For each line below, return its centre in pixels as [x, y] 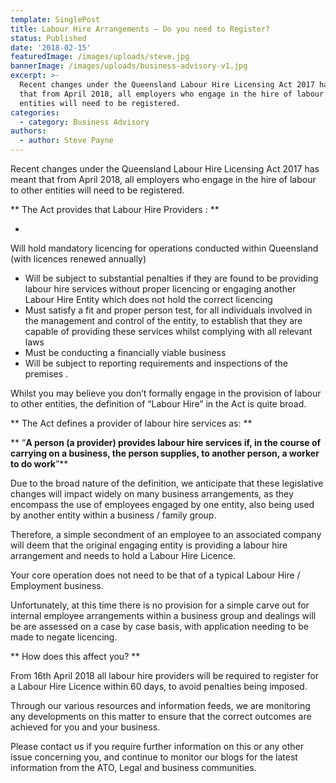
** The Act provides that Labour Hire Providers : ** [115, 209]
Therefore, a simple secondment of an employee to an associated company [166, 534]
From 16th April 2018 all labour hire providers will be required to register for [165, 675]
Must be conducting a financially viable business [125, 352]
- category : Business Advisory [84, 122]
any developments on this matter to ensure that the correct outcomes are [161, 716]
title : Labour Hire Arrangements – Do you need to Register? [140, 29]
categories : [35, 112]
